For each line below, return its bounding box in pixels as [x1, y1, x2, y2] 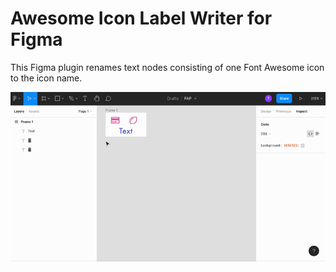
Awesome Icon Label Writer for [10, 7, 273, 30]
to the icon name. [10, 72, 83, 84]
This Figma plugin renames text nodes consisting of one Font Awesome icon [10, 61, 325, 73]
